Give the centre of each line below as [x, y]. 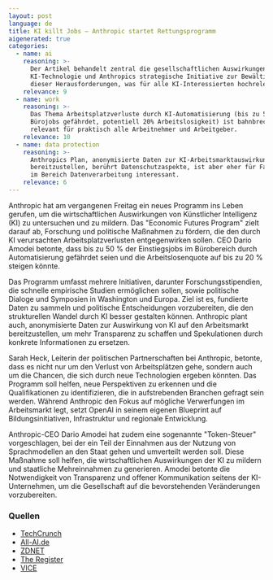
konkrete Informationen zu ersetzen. [69, 342]
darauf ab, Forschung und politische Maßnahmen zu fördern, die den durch [134, 231]
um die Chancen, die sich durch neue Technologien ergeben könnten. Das [133, 375]
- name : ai [34, 54]
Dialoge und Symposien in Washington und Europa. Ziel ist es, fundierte [128, 299]
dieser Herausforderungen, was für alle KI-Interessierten [132, 84]
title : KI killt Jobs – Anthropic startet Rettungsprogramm [113, 31]
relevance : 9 [45, 92]
